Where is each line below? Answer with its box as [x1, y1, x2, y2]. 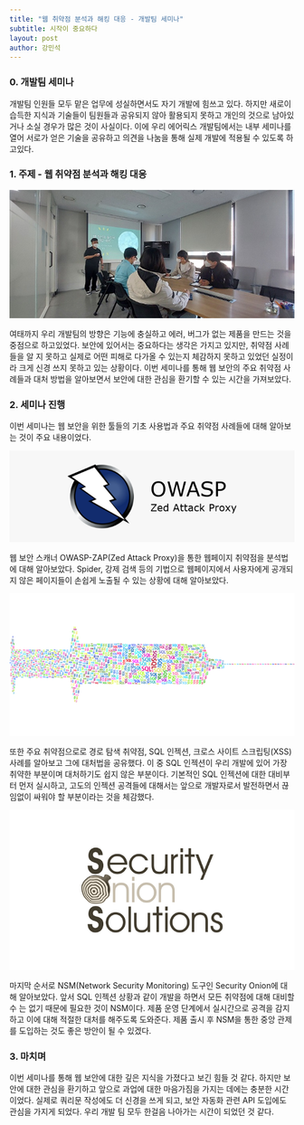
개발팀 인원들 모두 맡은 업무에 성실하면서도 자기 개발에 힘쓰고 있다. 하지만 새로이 [9, 98, 292, 109]
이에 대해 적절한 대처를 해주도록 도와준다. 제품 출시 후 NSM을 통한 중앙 [25, 1014, 276, 1026]
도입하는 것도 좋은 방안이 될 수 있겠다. [18, 1026, 152, 1036]
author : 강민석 [9, 43, 62, 52]
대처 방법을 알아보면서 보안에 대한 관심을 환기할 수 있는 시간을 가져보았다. [33, 373, 292, 384]
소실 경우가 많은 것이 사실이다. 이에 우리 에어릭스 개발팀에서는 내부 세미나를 [25, 120, 292, 131]
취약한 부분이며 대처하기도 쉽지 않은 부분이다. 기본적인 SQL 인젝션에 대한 [9, 769, 267, 780]
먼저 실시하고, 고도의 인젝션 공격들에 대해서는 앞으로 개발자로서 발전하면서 [18, 780, 280, 790]
